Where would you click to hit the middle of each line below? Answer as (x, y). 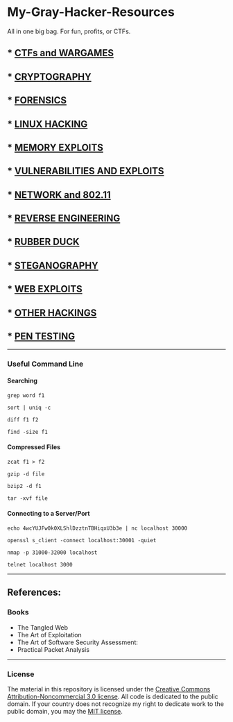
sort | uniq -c (29, 408)
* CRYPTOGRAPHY (49, 77)
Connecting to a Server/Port (49, 514)
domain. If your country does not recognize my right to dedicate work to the (115, 704)
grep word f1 (26, 395)
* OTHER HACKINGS (52, 313)
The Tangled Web (42, 627)
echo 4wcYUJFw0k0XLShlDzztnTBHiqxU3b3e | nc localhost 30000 (97, 528)
